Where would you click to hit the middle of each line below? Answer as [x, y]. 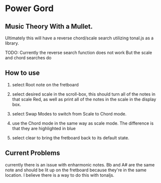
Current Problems [33, 153]
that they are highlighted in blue [44, 128]
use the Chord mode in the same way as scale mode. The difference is [83, 123]
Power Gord [29, 8]
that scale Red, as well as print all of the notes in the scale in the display [84, 99]
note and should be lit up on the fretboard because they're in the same [76, 170]
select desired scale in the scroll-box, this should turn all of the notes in [84, 94]
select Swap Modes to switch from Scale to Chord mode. [69, 114]
